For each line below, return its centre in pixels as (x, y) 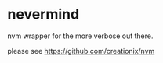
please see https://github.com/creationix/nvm (81, 51)
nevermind (43, 14)
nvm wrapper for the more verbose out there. (80, 36)
